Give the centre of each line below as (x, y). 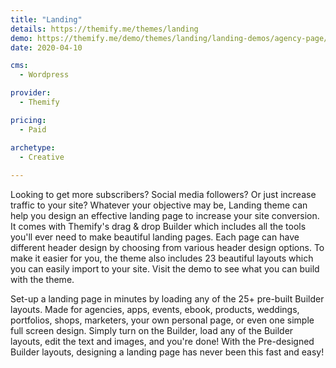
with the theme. (42, 280)
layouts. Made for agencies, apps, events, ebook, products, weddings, (155, 310)
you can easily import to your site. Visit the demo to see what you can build (165, 269)
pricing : (28, 120)
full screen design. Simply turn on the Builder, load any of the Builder (152, 331)
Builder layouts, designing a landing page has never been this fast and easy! (167, 352)
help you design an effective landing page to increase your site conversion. (165, 216)
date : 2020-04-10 (46, 47)
